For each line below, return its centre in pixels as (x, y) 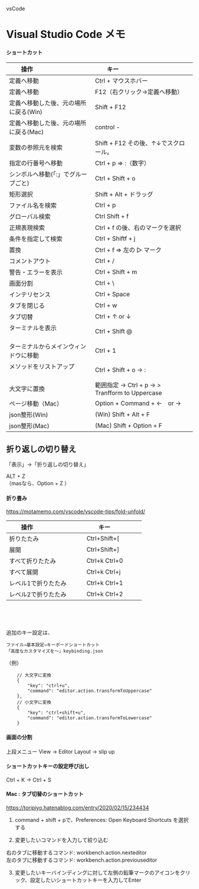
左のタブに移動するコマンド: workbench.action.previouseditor (82, 860)
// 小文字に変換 (34, 703)
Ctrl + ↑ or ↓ (113, 317)
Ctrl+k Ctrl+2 (105, 594)
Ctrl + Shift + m (116, 272)
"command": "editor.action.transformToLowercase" (90, 718)
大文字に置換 (27, 389)
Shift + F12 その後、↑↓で (131, 143)
